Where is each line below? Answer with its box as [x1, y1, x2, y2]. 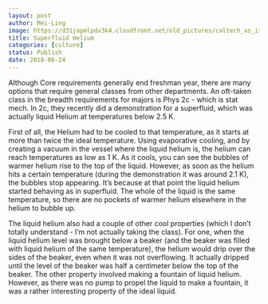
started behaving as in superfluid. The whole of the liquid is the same [8, 186, 236, 196]
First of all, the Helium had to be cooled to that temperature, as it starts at [8, 127, 250, 136]
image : [8, 26, 30, 34]
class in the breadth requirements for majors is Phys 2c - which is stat [8, 95, 238, 104]
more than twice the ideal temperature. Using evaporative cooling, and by [8, 135, 250, 145]
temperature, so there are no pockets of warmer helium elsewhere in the [8, 194, 246, 204]
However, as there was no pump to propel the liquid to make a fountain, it [8, 278, 249, 287]
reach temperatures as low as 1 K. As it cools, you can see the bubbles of [8, 152, 249, 162]
